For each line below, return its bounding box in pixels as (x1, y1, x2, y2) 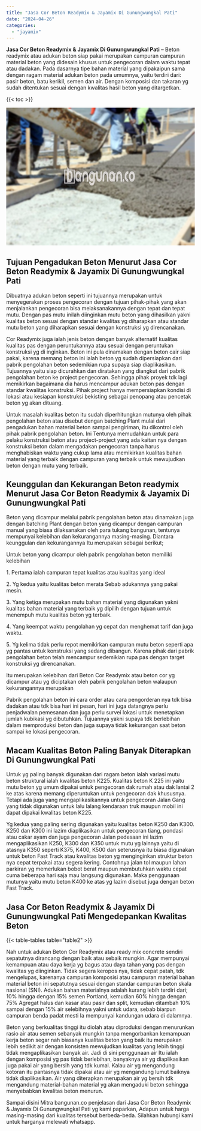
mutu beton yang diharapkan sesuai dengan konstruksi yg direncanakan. (6, 324, 185, 331)
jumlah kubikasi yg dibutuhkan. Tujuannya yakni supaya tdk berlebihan (6, 715, 181, 723)
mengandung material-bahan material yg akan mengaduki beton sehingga (6, 1081, 188, 1088)
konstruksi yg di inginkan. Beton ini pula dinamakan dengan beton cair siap (6, 348, 191, 355)
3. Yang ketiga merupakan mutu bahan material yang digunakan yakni (6, 599, 178, 606)
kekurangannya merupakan (6, 684, 74, 692)
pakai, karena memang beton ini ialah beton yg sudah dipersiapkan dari (6, 354, 182, 361)
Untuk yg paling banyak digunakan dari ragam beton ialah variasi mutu (6, 771, 180, 778)
